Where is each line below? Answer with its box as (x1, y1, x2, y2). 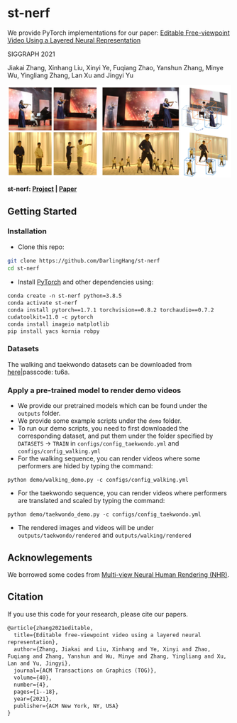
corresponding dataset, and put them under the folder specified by (17, 431, 214, 441)
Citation (7, 591, 44, 603)
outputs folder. (17, 409, 61, 418)
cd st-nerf (7, 265, 40, 272)
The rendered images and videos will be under (17, 524, 154, 532)
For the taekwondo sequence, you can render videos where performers (17, 489, 227, 497)
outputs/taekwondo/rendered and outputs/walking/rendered (17, 531, 192, 540)
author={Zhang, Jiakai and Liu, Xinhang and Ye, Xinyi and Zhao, (13, 646, 211, 653)
